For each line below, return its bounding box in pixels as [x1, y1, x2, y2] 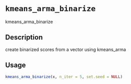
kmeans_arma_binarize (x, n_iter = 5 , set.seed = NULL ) [5, 74, 123, 79]
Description [5, 33, 43, 41]
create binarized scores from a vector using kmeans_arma [5, 46, 126, 52]
